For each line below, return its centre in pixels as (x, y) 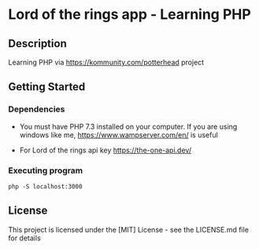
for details (24, 238)
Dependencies (37, 109)
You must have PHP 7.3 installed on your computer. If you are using (128, 126)
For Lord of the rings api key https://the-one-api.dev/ (105, 150)
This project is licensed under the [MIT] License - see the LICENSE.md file (129, 229)
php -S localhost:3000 (45, 186)
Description (37, 44)
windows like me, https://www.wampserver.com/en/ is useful (118, 134)
